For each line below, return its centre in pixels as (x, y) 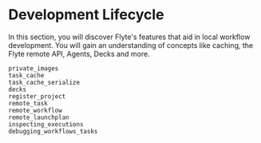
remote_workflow (35, 110)
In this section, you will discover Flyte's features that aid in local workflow (129, 37)
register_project (37, 96)
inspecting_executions (46, 124)
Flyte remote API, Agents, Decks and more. (79, 54)
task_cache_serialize (44, 82)
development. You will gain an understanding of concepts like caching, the (131, 45)
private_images (34, 68)
